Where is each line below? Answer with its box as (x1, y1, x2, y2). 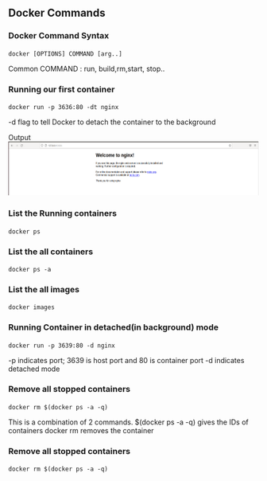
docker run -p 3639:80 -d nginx (8, 342, 115, 350)
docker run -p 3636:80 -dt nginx (8, 103, 119, 111)
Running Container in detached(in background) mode (8, 322, 219, 333)
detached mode (8, 364, 60, 373)
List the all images (8, 284, 79, 295)
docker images (8, 303, 56, 311)
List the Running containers (8, 208, 118, 219)
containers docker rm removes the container (8, 425, 154, 435)
